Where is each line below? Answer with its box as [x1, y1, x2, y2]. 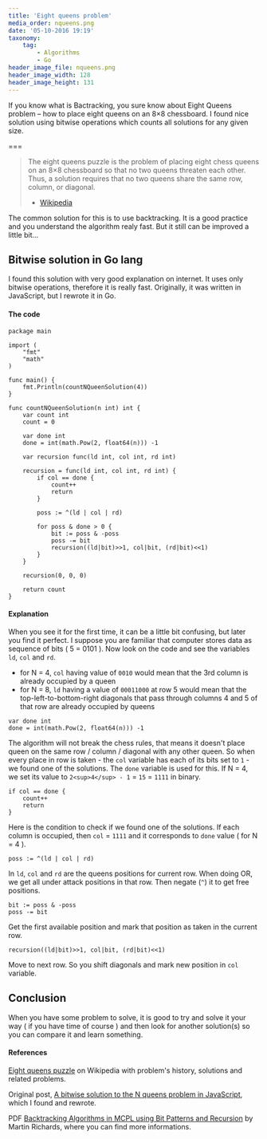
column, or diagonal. [27, 182, 96, 191]
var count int [22, 411, 69, 419]
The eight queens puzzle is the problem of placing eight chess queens [27, 156, 260, 166]
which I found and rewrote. [8, 1098, 97, 1107]
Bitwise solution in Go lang [8, 253, 143, 266]
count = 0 [22, 418, 56, 426]
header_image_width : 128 [8, 71, 91, 79]
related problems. [8, 1074, 66, 1083]
